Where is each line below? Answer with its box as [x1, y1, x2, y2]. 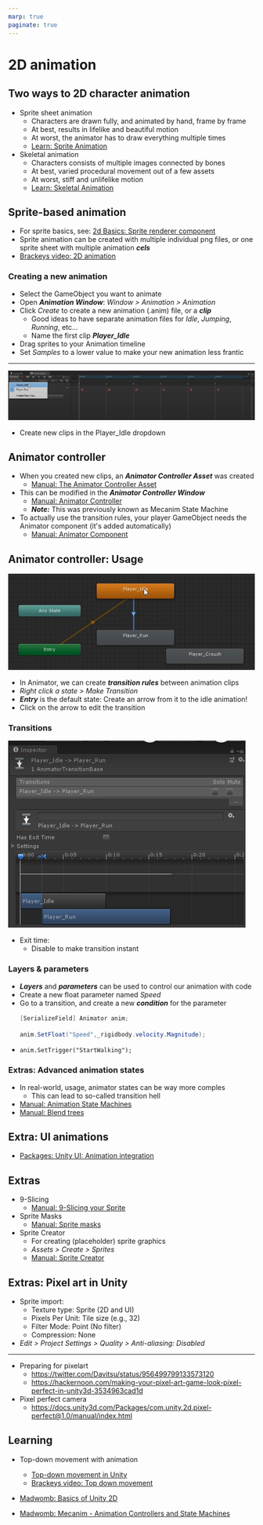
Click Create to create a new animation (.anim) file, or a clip [19, 305, 212, 315]
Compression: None [31, 1329, 96, 1339]
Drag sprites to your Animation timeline [19, 338, 146, 349]
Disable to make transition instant [31, 944, 139, 953]
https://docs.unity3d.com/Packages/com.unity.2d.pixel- [31, 1402, 212, 1412]
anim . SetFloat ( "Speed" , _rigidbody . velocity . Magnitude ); [19, 1031, 206, 1039]
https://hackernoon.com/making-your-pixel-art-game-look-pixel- [31, 1377, 242, 1387]
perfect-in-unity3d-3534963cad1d [31, 1386, 143, 1395]
